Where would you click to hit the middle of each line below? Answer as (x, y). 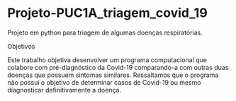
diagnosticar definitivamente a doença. (64, 90)
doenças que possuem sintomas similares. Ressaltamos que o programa (113, 75)
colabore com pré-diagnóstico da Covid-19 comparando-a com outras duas (118, 67)
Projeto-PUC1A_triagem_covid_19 (107, 13)
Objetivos (21, 46)
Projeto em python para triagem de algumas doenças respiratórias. (105, 32)
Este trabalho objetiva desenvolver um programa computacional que (107, 60)
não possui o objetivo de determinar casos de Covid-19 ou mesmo (104, 82)
